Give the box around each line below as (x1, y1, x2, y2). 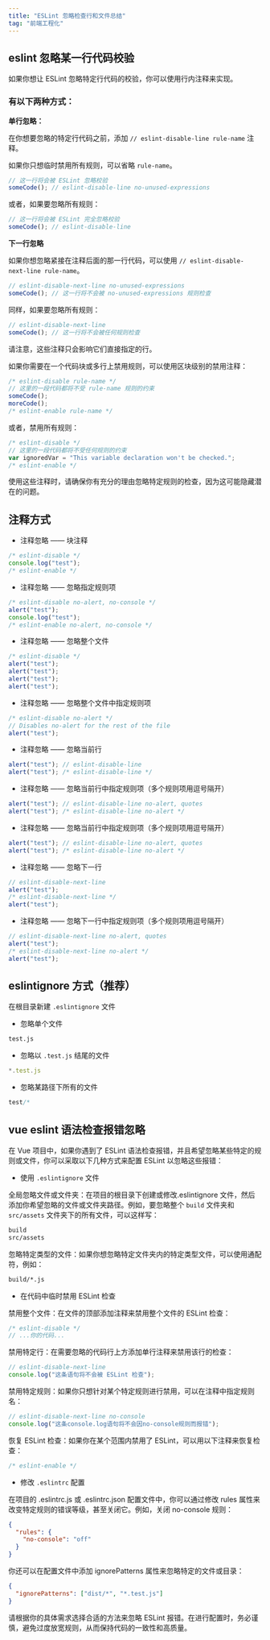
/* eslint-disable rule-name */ (8, 377, 117, 385)
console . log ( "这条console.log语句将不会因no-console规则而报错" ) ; (8, 1419, 219, 1428)
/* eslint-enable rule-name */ (8, 408, 113, 416)
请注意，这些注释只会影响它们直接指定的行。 (8, 344, 157, 354)
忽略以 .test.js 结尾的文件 (19, 1050, 110, 1060)
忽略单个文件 (19, 1019, 63, 1029)
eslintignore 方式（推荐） (8, 979, 136, 993)
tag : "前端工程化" (8, 19, 64, 27)
